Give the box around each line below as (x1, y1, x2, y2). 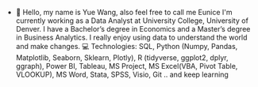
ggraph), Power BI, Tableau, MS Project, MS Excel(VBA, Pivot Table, (15, 62, 238, 70)
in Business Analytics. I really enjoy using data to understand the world (15, 32, 248, 42)
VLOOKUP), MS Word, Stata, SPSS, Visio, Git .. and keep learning (15, 70, 229, 79)
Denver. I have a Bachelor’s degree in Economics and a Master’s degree (15, 25, 251, 33)
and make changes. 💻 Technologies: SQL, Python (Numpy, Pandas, (15, 42, 238, 51)
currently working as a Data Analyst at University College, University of (15, 16, 248, 25)
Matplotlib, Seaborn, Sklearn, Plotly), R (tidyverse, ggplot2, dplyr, (15, 53, 229, 62)
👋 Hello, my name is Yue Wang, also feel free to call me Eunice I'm (15, 8, 233, 17)
